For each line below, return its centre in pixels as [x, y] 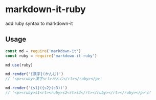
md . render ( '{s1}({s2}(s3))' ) [36, 88]
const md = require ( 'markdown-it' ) [43, 51]
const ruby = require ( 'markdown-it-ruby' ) [51, 56]
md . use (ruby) [19, 65]
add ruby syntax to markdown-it [39, 23]
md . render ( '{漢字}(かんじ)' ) [35, 74]
